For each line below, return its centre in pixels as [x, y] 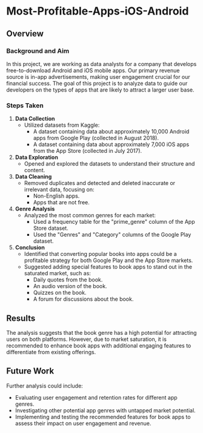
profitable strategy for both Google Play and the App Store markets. [108, 260]
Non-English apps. [56, 196]
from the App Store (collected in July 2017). [88, 151]
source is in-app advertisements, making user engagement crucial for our [98, 76]
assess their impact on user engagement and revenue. [83, 423]
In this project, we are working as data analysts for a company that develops [101, 64]
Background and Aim [38, 51]
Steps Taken [25, 106]
